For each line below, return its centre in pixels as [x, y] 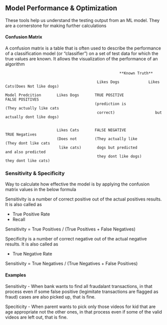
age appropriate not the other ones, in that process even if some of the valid [84, 311]
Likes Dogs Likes [128, 82]
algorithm [15, 64]
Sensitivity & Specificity [35, 173]
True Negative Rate [32, 254]
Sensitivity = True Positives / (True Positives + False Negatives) [70, 229]
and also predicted [25, 152]
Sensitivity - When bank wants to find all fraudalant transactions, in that [79, 286]
